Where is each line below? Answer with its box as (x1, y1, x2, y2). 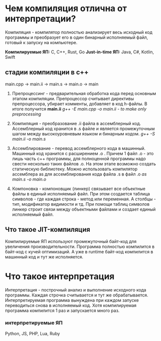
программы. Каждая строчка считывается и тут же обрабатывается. (5, 292, 148, 298)
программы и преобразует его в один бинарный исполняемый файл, (5, 34, 148, 40)
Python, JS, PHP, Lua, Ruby (5, 330, 60, 336)
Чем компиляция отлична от (5, 3, 127, 14)
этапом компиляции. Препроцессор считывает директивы (12, 96, 134, 101)
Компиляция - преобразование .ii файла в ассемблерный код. (12, 120, 142, 126)
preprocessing (12, 111, 41, 117)
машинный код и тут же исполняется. (5, 254, 83, 260)
